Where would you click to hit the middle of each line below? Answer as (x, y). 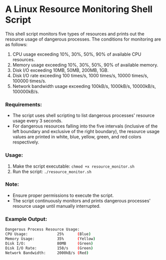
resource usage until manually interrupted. (56, 206)
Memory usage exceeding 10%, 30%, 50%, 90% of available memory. (85, 65)
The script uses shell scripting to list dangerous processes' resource (84, 115)
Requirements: (24, 104)
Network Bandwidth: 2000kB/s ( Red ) (47, 253)
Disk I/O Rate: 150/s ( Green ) (49, 248)
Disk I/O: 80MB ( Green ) (49, 243)
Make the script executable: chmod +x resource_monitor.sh (73, 166)
